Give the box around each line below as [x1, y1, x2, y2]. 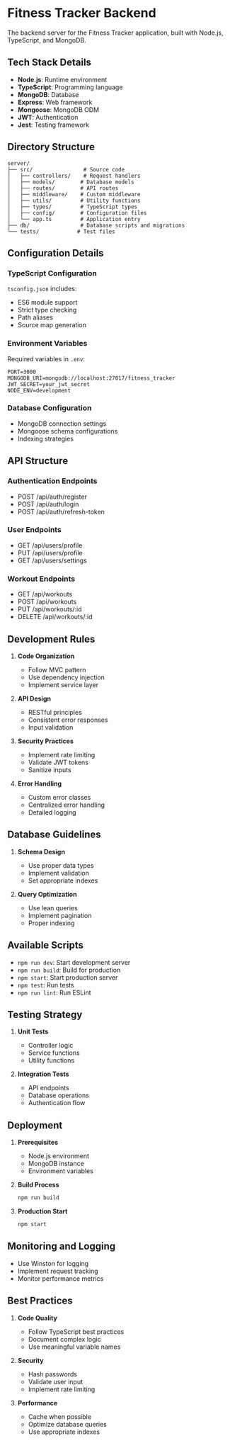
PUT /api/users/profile [17, 548, 83, 557]
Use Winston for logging [17, 1259, 89, 1267]
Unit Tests [17, 1027, 49, 1036]
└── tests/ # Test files [7, 228, 115, 235]
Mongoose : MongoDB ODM [17, 105, 100, 114]
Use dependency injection [28, 673, 105, 681]
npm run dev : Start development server [17, 958, 131, 966]
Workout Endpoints [7, 574, 76, 584]
